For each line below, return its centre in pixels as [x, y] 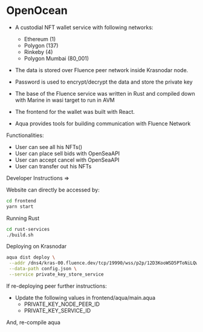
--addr [17, 263]
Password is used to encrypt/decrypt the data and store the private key [104, 82]
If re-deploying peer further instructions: [56, 286]
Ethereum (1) [40, 39]
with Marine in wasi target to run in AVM [65, 100]
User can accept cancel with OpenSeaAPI [67, 160]
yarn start [20, 207]
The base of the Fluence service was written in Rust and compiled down [105, 93]
